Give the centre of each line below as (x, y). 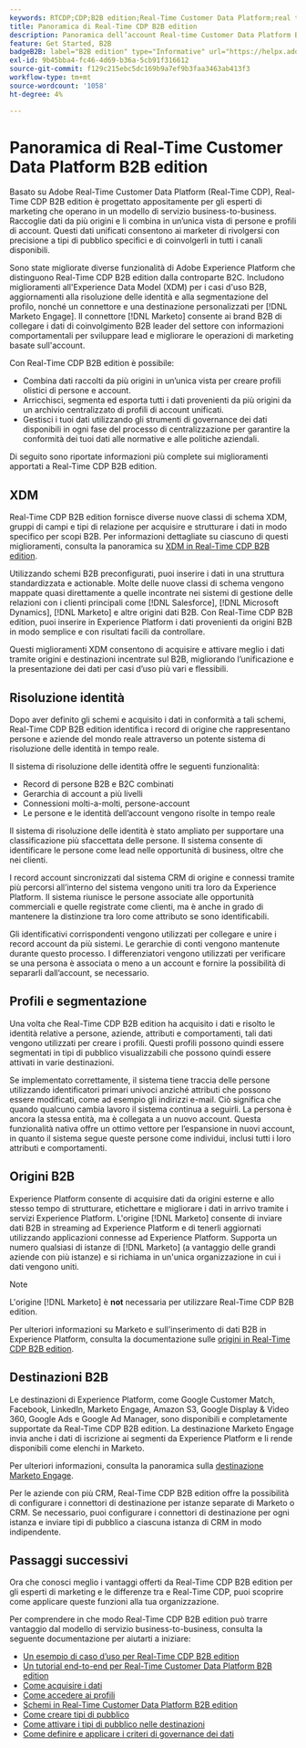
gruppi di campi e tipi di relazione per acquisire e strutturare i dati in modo (148, 527)
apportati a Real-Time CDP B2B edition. (83, 466)
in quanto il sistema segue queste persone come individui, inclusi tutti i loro (150, 1138)
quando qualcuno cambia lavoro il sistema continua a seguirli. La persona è (151, 1109)
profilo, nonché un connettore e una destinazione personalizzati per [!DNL (148, 307)
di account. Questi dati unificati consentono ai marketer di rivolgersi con (145, 231)
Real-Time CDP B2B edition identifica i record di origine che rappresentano (150, 729)
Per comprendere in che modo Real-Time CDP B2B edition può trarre (139, 1619)
